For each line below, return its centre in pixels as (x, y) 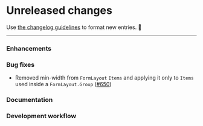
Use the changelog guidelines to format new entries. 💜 (74, 27)
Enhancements (29, 48)
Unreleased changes (60, 11)
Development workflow (41, 116)
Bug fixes (21, 65)
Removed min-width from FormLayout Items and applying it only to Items (104, 78)
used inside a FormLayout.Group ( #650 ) (63, 84)
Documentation (30, 100)
